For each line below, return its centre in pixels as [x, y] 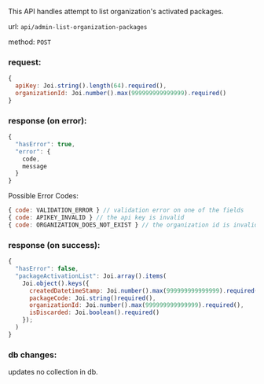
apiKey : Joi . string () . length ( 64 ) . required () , [91, 86]
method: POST [29, 42]
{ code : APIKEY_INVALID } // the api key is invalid [96, 218]
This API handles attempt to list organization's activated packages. [116, 11]
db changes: [33, 355]
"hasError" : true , [46, 144]
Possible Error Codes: [43, 196]
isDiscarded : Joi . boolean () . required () [94, 313]
